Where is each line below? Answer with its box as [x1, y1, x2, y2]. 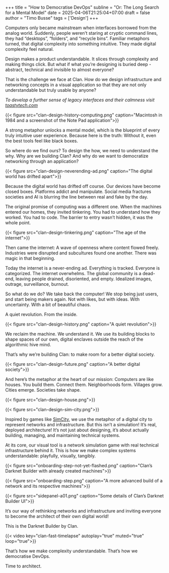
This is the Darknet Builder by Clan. [5, 523, 78, 529]
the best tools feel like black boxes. [5, 138, 78, 144]
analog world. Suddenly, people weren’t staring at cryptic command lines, [5, 30, 158, 36]
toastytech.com [5, 102, 38, 108]
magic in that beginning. [5, 256, 55, 261]
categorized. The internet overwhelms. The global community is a [5, 271, 142, 276]
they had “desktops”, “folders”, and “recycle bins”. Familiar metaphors [5, 35, 150, 41]
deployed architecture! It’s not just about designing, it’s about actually [5, 427, 149, 433]
